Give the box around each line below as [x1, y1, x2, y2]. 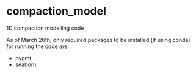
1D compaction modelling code [6, 24, 84, 32]
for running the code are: [6, 43, 69, 50]
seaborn [15, 61, 37, 68]
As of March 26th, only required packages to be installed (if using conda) [6, 36, 191, 43]
